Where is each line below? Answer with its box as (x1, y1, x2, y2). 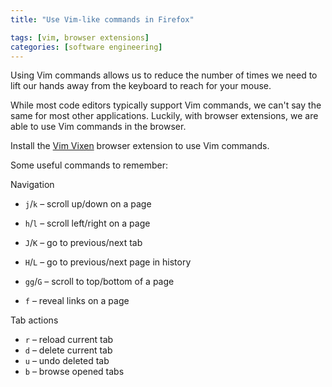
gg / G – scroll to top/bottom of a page (24, 276, 175, 288)
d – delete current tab (24, 344, 113, 356)
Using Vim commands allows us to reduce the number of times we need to (10, 69, 318, 81)
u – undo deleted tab (24, 355, 110, 367)
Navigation (10, 179, 55, 191)
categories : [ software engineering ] (10, 42, 163, 52)
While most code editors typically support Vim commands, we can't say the (10, 99, 322, 111)
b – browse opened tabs (24, 366, 125, 378)
